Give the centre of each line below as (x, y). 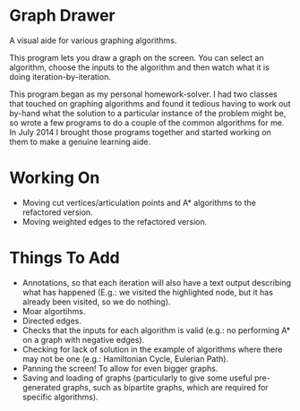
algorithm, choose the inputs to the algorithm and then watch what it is (140, 67)
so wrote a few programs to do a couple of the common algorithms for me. (147, 123)
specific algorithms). (60, 397)
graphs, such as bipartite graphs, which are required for (165, 387)
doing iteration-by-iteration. (60, 76)
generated (41, 387)
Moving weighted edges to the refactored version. (115, 221)
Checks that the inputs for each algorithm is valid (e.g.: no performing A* (156, 330)
